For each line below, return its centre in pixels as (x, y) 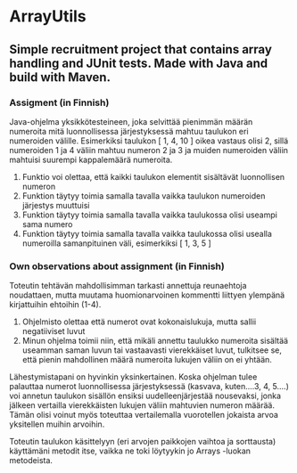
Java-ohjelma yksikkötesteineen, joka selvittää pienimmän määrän (131, 121)
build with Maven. (60, 77)
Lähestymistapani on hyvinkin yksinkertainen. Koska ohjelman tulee (133, 377)
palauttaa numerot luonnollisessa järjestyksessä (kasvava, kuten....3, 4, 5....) (149, 387)
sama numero (47, 224)
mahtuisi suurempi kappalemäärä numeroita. (91, 159)
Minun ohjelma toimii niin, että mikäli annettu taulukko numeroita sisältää (155, 341)
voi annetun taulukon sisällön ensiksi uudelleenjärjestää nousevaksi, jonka (145, 396)
